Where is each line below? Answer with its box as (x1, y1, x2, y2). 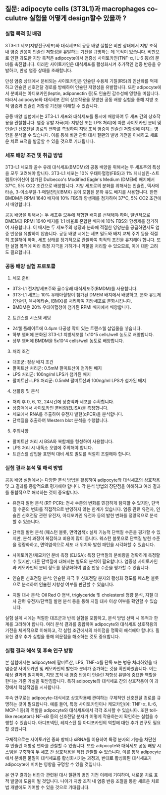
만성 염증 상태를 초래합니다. (19, 67, 73, 73)
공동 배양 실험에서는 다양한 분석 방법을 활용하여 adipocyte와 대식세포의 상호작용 (5, 477, 160, 483)
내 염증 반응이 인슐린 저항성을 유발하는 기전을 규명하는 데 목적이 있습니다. (5, 49, 147, 55)
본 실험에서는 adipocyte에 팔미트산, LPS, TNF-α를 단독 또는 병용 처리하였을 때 (5, 659, 158, 665)
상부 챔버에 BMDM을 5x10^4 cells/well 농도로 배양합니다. (12, 338, 124, 344)
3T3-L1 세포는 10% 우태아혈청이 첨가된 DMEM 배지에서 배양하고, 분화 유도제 (12, 292, 162, 298)
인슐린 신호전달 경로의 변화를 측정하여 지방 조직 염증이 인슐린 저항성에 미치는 (5, 126, 154, 132)
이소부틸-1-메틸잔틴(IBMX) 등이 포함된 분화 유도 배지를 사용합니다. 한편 (20, 188, 158, 195)
